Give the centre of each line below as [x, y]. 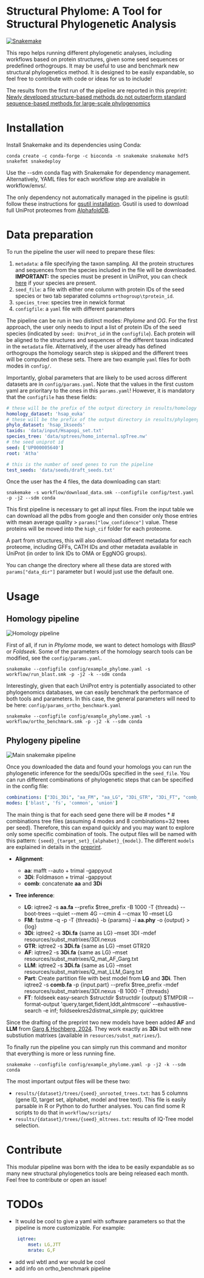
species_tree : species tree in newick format [70, 302]
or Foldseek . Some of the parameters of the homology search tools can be [100, 652]
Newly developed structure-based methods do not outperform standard [96, 97]
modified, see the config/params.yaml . [54, 658]
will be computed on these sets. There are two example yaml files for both [99, 359]
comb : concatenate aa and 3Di [63, 883]
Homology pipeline [43, 619]
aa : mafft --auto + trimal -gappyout [68, 871]
